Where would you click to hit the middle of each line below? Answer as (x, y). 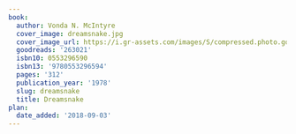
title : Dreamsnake (50, 99)
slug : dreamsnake (48, 91)
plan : (18, 108)
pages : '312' (40, 75)
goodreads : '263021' (54, 50)
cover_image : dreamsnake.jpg (70, 33)
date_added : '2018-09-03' (64, 115)
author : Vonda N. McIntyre (66, 26)
